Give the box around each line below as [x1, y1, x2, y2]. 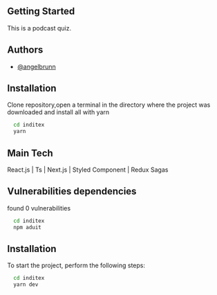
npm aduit [13, 224, 41, 231]
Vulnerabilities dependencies [7, 186, 137, 197]
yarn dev [13, 281, 39, 288]
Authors [7, 44, 44, 56]
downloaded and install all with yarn [7, 108, 110, 116]
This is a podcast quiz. [7, 24, 71, 32]
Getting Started [7, 6, 75, 17]
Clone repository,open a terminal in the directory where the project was [7, 100, 211, 109]
